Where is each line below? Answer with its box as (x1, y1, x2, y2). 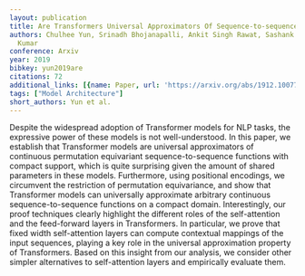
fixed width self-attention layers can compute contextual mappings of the (9, 228, 284, 239)
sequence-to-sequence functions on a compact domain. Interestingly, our (9, 199, 286, 210)
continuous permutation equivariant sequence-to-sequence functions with (9, 151, 289, 162)
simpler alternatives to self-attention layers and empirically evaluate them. (9, 257, 286, 268)
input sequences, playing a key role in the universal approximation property (9, 237, 291, 249)
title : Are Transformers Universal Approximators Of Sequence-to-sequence (9, 22, 299, 31)
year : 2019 (9, 55, 51, 64)
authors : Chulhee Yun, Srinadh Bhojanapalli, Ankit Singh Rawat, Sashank (9, 30, 295, 39)
